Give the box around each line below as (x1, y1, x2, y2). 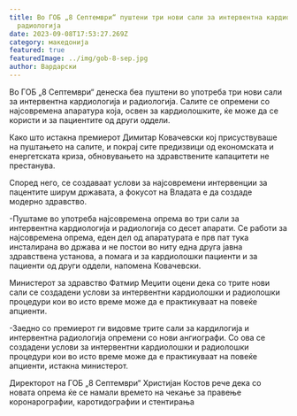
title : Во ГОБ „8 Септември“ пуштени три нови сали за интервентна (9, 12, 263, 22)
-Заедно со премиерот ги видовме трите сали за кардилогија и (9, 322, 250, 333)
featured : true (9, 46, 65, 55)
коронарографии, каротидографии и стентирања (9, 396, 194, 407)
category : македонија (9, 37, 89, 47)
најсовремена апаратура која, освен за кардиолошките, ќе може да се (9, 105, 278, 116)
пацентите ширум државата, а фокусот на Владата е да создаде (9, 187, 253, 197)
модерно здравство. (9, 196, 87, 206)
